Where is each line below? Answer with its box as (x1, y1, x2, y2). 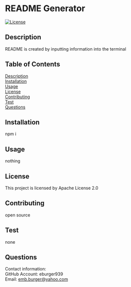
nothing (5, 158, 20, 164)
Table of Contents (5, 60, 61, 69)
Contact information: (5, 266, 47, 272)
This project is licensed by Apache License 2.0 (5, 185, 98, 191)
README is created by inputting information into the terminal (5, 46, 126, 52)
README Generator (5, 3, 85, 14)
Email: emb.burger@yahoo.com (5, 276, 68, 282)
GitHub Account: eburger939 (5, 271, 63, 277)
